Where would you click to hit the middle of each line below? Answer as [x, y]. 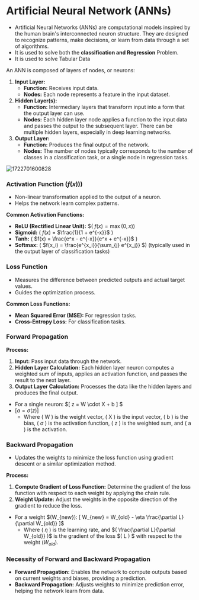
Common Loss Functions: [38, 304]
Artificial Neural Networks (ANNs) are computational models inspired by [102, 27]
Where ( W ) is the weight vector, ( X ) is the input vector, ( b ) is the [106, 416]
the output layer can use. [54, 113]
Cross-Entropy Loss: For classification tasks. [70, 322]
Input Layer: [30, 82]
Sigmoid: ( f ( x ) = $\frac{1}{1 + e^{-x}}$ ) [64, 233]
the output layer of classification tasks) [62, 251]
